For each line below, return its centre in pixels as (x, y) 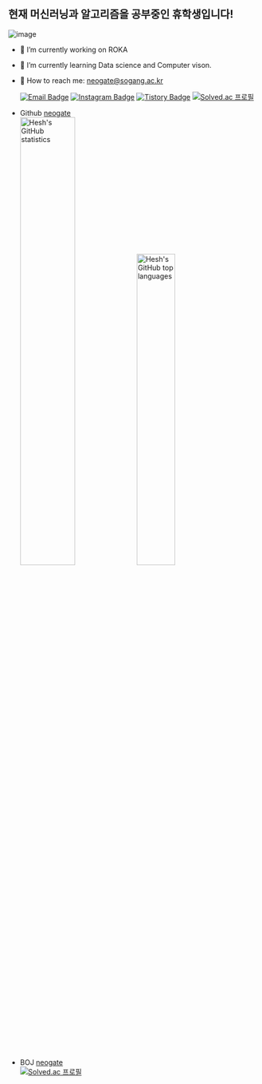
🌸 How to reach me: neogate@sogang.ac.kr (91, 80)
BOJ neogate (41, 1062)
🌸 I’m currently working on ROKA (74, 49)
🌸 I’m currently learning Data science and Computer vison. (116, 65)
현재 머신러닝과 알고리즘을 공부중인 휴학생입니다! (121, 14)
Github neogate (45, 113)
